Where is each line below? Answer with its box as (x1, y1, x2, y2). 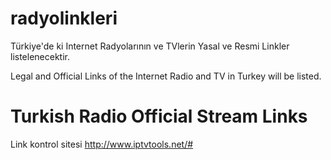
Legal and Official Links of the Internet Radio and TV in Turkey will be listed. (10, 70, 322, 82)
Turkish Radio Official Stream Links (10, 105, 308, 128)
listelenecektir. (10, 50, 71, 62)
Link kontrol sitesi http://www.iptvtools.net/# (10, 138, 194, 150)
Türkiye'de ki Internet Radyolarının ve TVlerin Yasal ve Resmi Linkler (10, 40, 290, 52)
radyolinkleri (10, 7, 118, 30)
